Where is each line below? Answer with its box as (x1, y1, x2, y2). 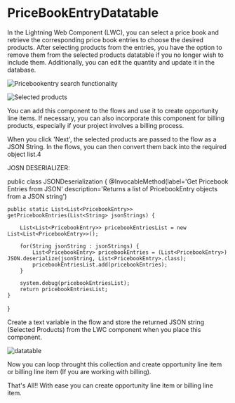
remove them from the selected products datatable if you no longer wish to (7, 51, 224, 59)
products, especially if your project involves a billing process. (7, 121, 184, 129)
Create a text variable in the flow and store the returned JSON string (7, 318, 205, 326)
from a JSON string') (7, 192, 67, 200)
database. (7, 65, 36, 74)
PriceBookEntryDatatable (7, 5, 159, 21)
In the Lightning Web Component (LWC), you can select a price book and (7, 28, 220, 37)
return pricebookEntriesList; (20, 286, 109, 293)
